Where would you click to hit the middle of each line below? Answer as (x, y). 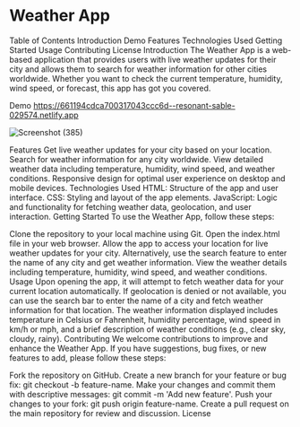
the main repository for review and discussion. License (110, 413)
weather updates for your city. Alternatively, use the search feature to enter (148, 253)
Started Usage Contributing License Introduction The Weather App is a (140, 49)
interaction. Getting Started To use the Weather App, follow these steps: (142, 216)
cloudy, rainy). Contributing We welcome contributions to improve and (139, 338)
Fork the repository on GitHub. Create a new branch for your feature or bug (148, 375)
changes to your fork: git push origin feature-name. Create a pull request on (149, 404)
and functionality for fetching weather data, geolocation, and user (131, 206)
